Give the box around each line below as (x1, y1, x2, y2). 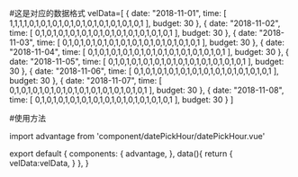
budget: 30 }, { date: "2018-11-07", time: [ (9, 75, 162, 85)
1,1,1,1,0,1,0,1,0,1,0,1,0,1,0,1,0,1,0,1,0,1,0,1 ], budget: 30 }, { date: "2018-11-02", (9, 18, 281, 29)
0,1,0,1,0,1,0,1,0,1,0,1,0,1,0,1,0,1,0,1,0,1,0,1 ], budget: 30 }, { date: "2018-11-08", (9, 84, 284, 95)
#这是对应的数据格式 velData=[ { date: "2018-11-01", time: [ (9, 8, 227, 18)
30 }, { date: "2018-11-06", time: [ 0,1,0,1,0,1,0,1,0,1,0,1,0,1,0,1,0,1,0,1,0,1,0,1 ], (9, 66, 279, 76)
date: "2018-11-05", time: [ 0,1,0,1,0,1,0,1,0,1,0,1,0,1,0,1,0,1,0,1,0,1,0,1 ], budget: (9, 57, 284, 66)
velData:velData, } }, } (9, 158, 90, 168)
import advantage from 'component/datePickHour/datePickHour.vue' (9, 131, 266, 141)
